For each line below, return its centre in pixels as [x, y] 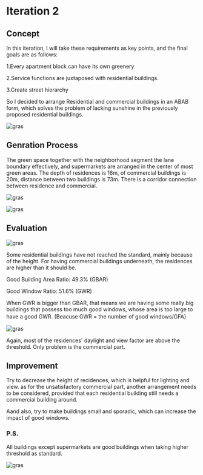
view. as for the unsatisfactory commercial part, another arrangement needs [101, 387]
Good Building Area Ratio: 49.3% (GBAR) [57, 279]
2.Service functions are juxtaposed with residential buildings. [83, 78]
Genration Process [42, 145]
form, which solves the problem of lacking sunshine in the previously [92, 108]
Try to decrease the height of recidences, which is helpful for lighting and [98, 380]
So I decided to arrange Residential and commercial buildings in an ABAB [98, 102]
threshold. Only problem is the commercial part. [66, 346]
